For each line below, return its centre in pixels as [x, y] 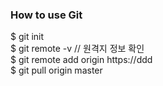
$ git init [27, 37]
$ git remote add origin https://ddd [81, 60]
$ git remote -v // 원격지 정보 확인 [77, 49]
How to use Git [46, 15]
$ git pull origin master [56, 70]
